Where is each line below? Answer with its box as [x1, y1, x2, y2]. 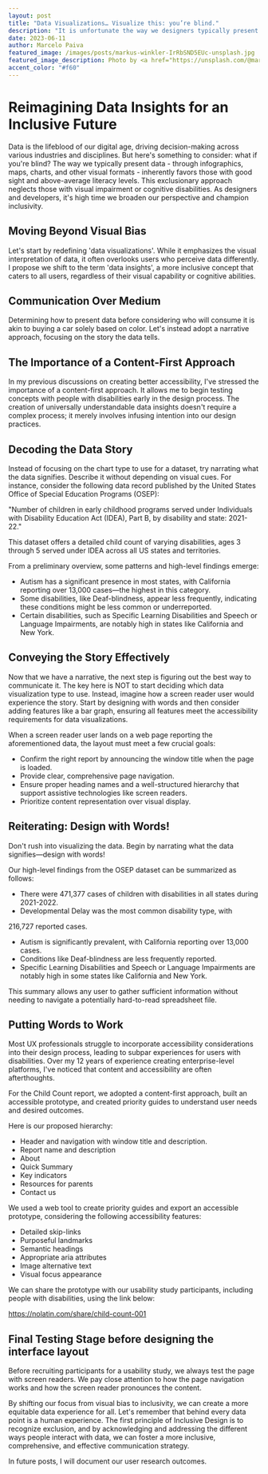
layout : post [8, 11, 52, 20]
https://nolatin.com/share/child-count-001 [8, 1309, 147, 1319]
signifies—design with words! [8, 849, 105, 859]
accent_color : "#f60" [8, 64, 81, 72]
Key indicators [19, 1171, 68, 1180]
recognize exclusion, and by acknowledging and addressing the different [8, 1424, 248, 1434]
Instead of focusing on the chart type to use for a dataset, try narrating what [8, 463, 259, 473]
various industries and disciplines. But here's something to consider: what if [8, 150, 258, 160]
